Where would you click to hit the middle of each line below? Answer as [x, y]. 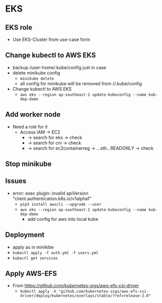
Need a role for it [30, 127]
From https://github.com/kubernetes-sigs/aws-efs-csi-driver [76, 286]
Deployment [25, 235]
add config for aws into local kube [63, 219]
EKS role [19, 27]
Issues [16, 181]
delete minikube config [36, 73]
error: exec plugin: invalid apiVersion [50, 193]
